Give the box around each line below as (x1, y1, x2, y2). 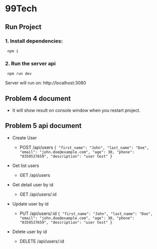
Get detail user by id (12, 181, 53, 188)
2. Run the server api (5, 60, 56, 67)
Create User (12, 134, 37, 141)
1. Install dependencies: (5, 38, 63, 44)
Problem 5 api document (5, 122, 82, 130)
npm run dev (7, 71, 32, 77)
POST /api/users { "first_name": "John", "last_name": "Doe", (19, 144, 149, 150)
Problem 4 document (5, 94, 71, 103)
